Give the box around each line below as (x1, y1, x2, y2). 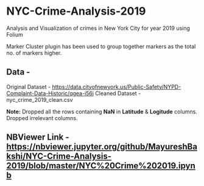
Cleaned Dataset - (95, 90, 141, 97)
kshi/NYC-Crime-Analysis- (6, 151, 111, 162)
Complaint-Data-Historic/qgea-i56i (6, 90, 94, 97)
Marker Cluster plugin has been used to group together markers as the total (6, 43, 196, 50)
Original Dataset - (6, 83, 51, 90)
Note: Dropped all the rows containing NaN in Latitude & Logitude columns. (6, 108, 198, 115)
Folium (6, 30, 23, 38)
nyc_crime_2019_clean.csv (6, 96, 73, 103)
